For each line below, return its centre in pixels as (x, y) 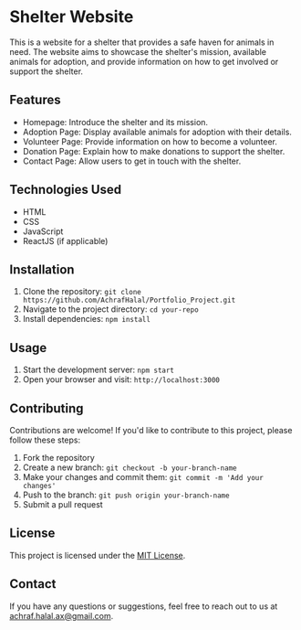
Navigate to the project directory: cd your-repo (110, 309)
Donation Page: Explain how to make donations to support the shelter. (154, 151)
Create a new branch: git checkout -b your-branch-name (130, 467)
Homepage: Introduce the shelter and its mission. (115, 122)
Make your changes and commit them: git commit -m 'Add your (143, 477)
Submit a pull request (62, 504)
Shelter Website (72, 17)
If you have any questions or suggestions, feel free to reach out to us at (144, 606)
